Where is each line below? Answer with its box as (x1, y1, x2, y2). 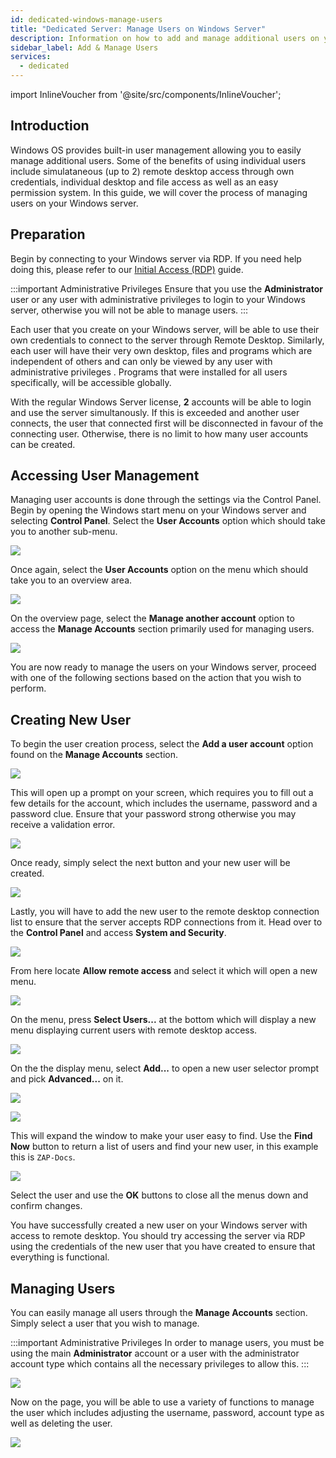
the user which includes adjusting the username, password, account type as (10, 1407, 325, 1419)
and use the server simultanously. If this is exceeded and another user (10, 406, 300, 418)
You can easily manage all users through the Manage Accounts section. (10, 1307, 308, 1319)
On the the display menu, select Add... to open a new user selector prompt (10, 1062, 320, 1075)
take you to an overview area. (10, 574, 133, 586)
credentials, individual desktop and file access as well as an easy (10, 176, 279, 188)
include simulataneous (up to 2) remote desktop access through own (10, 165, 295, 177)
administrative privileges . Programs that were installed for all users (10, 366, 288, 378)
